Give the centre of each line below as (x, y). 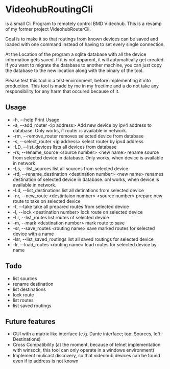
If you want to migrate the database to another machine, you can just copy (84, 65)
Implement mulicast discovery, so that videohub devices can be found (87, 356)
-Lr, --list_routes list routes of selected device (61, 217)
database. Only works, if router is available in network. (70, 130)
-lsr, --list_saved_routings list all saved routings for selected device (83, 239)
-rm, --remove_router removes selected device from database (78, 136)
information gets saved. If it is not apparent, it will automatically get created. (85, 59)
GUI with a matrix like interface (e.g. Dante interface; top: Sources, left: (87, 334)
